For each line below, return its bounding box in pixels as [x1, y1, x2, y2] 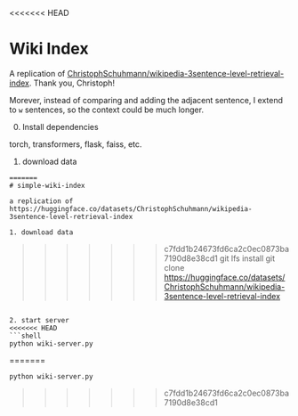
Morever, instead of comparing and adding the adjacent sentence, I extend [9, 94, 283, 105]
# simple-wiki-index [9, 181, 86, 190]
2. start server [9, 315, 69, 324]
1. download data [9, 227, 74, 237]
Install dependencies [21, 121, 100, 132]
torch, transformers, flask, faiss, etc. [9, 138, 142, 150]
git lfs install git [219, 253, 276, 264]
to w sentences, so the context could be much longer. [9, 104, 205, 115]
